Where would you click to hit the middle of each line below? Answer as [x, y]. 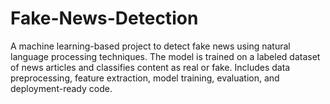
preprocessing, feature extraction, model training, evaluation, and [145, 78]
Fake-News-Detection [104, 18]
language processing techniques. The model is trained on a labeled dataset [165, 56]
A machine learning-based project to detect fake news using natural [150, 46]
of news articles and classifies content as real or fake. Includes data [150, 67]
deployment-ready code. [61, 88]
